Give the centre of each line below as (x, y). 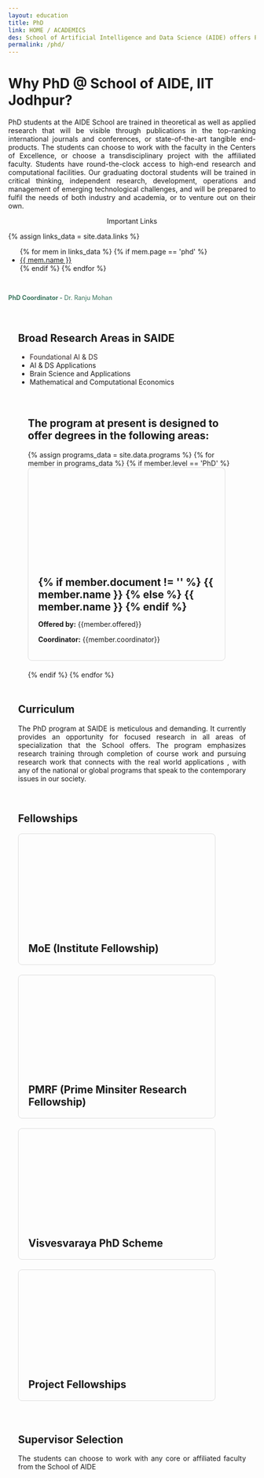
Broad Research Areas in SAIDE (97, 338)
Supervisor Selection (71, 1439)
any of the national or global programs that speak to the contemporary (132, 770)
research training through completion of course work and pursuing (132, 754)
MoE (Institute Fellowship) (94, 948)
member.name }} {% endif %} (112, 607)
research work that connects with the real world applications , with (132, 761)
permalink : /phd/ (37, 45)
